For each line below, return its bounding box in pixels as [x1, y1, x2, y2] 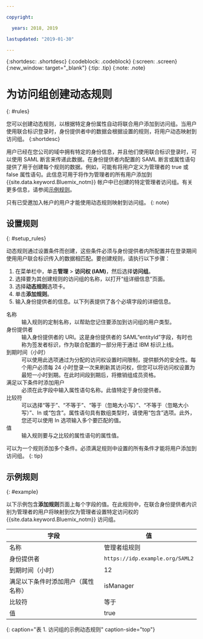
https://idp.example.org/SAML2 [103, 555, 194, 562]
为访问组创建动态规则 [6, 87, 113, 101]
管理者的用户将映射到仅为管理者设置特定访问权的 [16, 508, 139, 515]
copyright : [6, 14, 34, 20]
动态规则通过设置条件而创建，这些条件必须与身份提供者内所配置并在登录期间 [6, 247, 197, 255]
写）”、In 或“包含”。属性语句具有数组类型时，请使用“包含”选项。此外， [21, 409, 195, 416]
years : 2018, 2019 [11, 25, 59, 31]
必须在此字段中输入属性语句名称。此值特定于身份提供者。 [21, 387, 164, 394]
